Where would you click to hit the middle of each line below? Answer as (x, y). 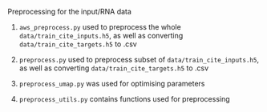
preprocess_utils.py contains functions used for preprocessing (124, 99)
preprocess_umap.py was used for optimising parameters (112, 84)
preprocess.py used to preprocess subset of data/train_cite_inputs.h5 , (139, 60)
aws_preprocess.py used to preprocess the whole (100, 27)
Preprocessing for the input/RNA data (69, 12)
